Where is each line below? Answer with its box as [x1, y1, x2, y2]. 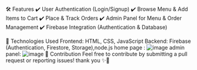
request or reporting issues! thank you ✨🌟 [5, 57, 110, 64]
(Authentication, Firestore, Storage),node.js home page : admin [5, 44, 185, 51]
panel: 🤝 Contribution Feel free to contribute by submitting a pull [5, 51, 188, 57]
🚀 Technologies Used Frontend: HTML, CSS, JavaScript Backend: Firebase [5, 37, 191, 45]
